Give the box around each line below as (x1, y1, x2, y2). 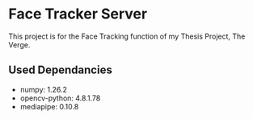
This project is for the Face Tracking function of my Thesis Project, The (8, 31, 246, 41)
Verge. (8, 39, 31, 49)
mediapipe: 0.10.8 (19, 101, 79, 111)
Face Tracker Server (8, 5, 148, 23)
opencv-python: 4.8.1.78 (19, 93, 101, 103)
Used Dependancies (8, 64, 113, 77)
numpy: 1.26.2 (19, 84, 67, 94)
